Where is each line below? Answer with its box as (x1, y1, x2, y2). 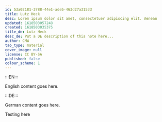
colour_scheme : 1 (5, 61, 40, 66)
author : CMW (5, 39, 29, 43)
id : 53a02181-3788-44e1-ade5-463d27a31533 (5, 7, 92, 12)
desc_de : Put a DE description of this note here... (5, 34, 114, 39)
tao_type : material (5, 43, 45, 48)
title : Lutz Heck (5, 12, 40, 16)
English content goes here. (5, 83, 59, 89)
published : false (5, 56, 40, 61)
